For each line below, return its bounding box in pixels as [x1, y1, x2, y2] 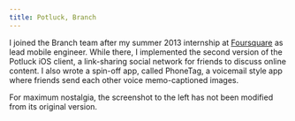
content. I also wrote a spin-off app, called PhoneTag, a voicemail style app [9, 65, 283, 76]
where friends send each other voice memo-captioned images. [9, 74, 239, 85]
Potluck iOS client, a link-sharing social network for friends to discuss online [9, 56, 287, 66]
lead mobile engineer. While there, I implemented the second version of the [9, 46, 283, 57]
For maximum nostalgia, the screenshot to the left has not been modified [9, 92, 274, 102]
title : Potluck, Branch [9, 12, 97, 22]
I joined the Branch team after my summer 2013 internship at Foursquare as [9, 37, 284, 48]
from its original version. [9, 101, 98, 111]
